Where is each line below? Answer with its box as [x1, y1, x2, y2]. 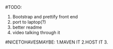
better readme [12, 24, 42, 30]
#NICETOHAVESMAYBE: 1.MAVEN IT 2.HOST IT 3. [5, 39, 108, 45]
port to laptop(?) [12, 19, 46, 25]
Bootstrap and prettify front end [12, 14, 78, 19]
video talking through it [12, 30, 60, 35]
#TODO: [5, 4, 22, 10]
